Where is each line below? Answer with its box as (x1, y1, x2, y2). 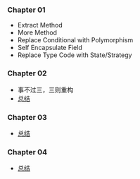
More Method (17, 28, 58, 37)
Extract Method (17, 21, 63, 30)
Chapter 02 (7, 68, 47, 78)
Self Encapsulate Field (17, 44, 82, 52)
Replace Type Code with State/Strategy (17, 51, 132, 59)
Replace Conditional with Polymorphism (17, 36, 134, 44)
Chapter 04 (7, 147, 48, 156)
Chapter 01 (7, 5, 46, 15)
